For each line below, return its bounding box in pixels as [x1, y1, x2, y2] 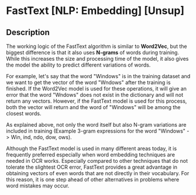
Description [6, 27, 50, 37]
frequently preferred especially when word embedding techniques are [6, 151, 176, 158]
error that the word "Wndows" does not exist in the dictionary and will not [6, 92, 183, 98]
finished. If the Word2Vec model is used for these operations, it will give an [6, 85, 187, 92]
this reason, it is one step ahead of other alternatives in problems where [6, 176, 180, 183]
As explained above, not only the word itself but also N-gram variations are [6, 121, 187, 128]
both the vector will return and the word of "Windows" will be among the [6, 104, 181, 110]
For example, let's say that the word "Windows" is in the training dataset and [6, 73, 191, 79]
